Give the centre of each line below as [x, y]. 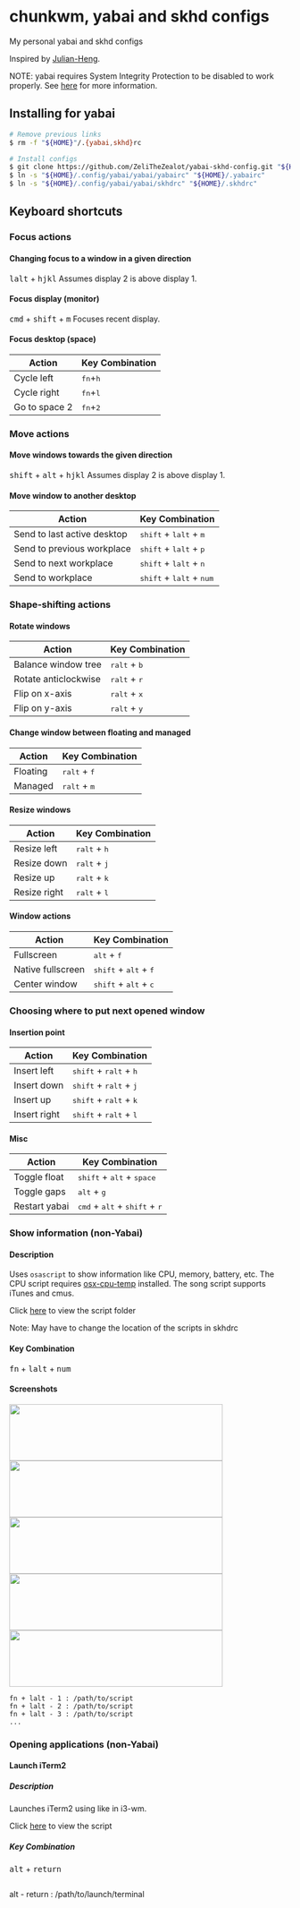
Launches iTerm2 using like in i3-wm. [78, 1809]
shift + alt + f [124, 969]
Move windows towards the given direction [91, 455]
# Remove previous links [55, 134]
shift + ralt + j [105, 1085]
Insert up [33, 1100]
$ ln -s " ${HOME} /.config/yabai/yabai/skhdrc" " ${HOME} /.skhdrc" [133, 184]
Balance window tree [58, 664]
